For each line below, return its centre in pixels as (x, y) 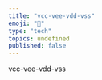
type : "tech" (30, 31)
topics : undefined (39, 38)
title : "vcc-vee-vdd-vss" (51, 16)
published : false (37, 46)
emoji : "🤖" (27, 23)
